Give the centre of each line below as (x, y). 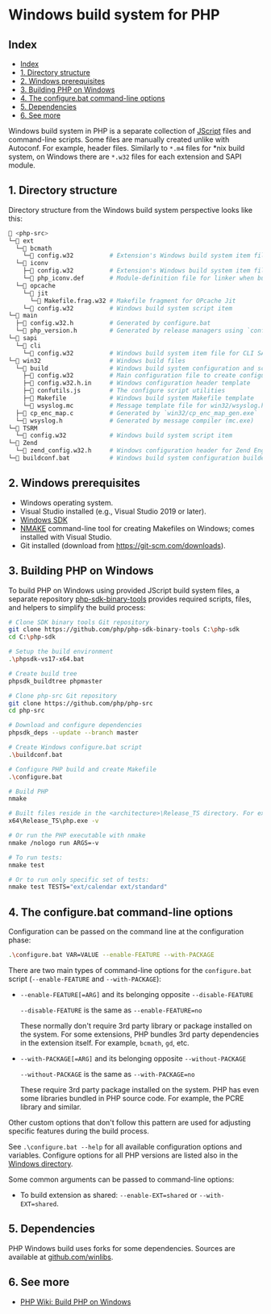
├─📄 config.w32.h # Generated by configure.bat (113, 323)
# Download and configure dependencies (75, 726)
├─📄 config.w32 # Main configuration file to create (129, 376)
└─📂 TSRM (23, 428)
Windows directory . (41, 1164)
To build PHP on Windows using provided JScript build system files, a (124, 590)
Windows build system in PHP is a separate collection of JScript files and (130, 131)
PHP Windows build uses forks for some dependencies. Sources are (122, 1248)
